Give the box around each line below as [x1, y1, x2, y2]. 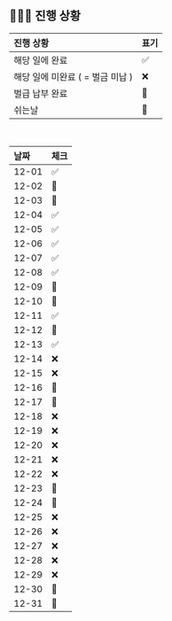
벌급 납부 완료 [13, 87, 68, 99]
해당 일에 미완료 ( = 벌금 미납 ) [13, 70, 133, 82]
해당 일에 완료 [13, 54, 68, 66]
